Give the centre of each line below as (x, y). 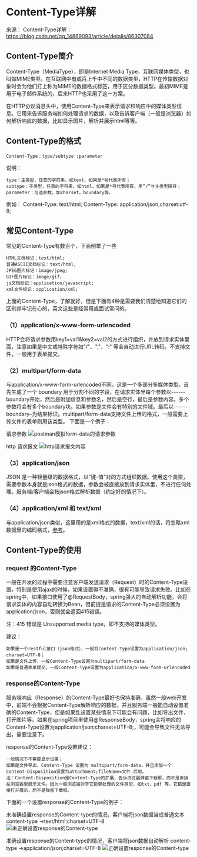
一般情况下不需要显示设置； (35, 759)
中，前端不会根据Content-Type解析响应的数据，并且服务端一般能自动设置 (95, 705)
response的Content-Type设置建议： (49, 747)
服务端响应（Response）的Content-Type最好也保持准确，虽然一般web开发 (96, 697)
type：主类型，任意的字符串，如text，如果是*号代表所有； (68, 180)
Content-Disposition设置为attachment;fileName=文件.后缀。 (76, 772)
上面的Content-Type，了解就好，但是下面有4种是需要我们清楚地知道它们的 (96, 301)
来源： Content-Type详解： (39, 29)
